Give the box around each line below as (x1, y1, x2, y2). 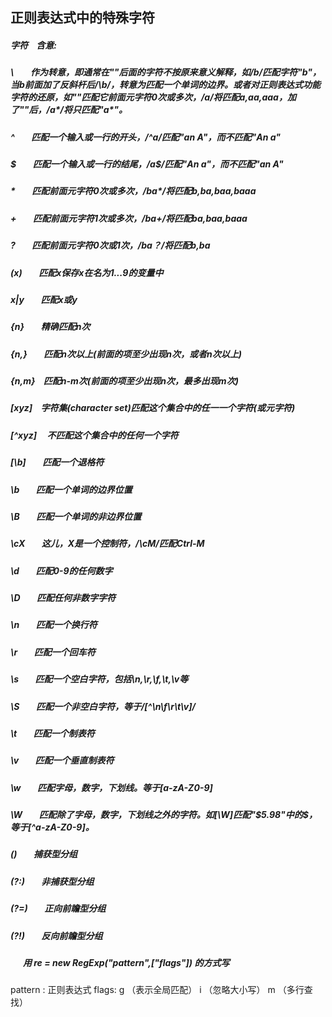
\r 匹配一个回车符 (10, 646, 96, 658)
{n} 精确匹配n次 (10, 321, 91, 333)
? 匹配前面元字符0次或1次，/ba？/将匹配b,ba (10, 239, 211, 252)
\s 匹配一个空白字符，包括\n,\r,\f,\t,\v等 (10, 673, 189, 685)
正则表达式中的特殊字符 (10, 9, 155, 27)
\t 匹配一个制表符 (10, 727, 95, 739)
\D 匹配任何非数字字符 (10, 592, 117, 604)
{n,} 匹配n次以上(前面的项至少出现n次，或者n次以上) (10, 348, 242, 360)
